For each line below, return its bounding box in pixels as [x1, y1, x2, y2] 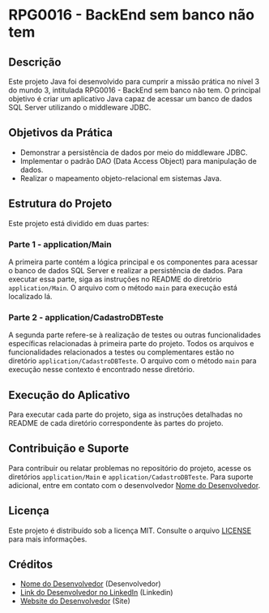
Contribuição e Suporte [8, 442, 130, 456]
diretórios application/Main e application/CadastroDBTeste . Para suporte [8, 472, 254, 482]
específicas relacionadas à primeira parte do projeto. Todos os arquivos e [8, 339, 254, 349]
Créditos [8, 558, 53, 572]
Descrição [8, 55, 62, 69]
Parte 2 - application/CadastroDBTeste [8, 311, 164, 323]
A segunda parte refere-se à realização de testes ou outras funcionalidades [8, 330, 262, 340]
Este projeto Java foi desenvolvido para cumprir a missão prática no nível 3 [8, 77, 260, 86]
